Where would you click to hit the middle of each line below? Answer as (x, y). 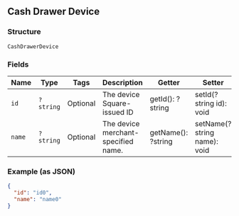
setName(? (213, 123)
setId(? (206, 94)
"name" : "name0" (38, 200)
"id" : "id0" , (33, 193)
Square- (117, 103)
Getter (169, 82)
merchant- (121, 132)
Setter (213, 82)
